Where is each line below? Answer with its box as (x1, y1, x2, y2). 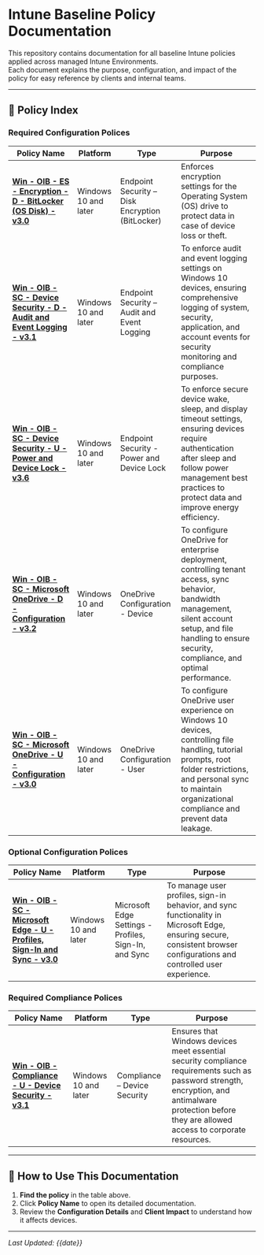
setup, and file (180, 622, 234, 633)
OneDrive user (180, 695, 234, 706)
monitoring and (180, 351, 237, 362)
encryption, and (171, 1085, 230, 1096)
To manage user (166, 880, 226, 891)
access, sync (180, 574, 229, 585)
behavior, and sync (166, 900, 237, 911)
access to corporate (171, 1124, 246, 1135)
